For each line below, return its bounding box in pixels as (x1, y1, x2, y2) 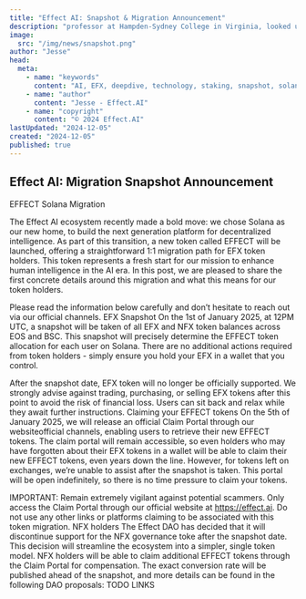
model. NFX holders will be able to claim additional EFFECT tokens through (9, 550, 291, 561)
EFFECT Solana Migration (9, 198, 106, 210)
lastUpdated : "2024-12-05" (9, 124, 112, 133)
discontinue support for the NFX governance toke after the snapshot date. (9, 531, 288, 542)
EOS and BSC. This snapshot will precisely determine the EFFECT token (9, 330, 280, 342)
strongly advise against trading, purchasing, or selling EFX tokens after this (9, 387, 291, 398)
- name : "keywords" (25, 73, 100, 82)
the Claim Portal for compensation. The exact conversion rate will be (9, 560, 267, 571)
